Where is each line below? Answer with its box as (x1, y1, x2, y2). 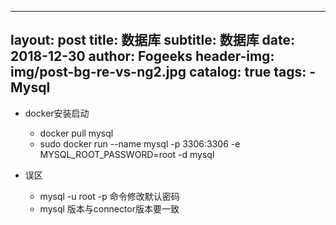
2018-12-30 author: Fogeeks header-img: (10, 48, 275, 65)
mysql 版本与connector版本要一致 (39, 202, 180, 215)
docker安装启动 (24, 107, 90, 119)
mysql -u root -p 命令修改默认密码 (39, 190, 180, 202)
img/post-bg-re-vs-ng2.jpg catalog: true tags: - (10, 64, 317, 81)
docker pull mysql (39, 127, 114, 139)
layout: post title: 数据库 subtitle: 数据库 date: (10, 32, 296, 49)
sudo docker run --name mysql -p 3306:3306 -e (39, 137, 241, 150)
